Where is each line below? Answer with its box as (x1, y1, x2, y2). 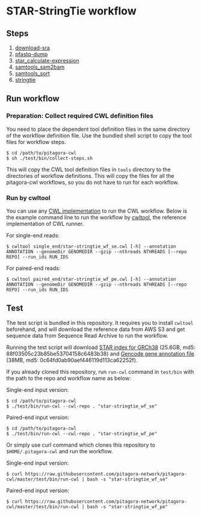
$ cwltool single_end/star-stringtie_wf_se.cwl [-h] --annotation (6, 243, 176, 250)
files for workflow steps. (6, 138, 66, 145)
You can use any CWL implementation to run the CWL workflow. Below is (6, 207, 188, 215)
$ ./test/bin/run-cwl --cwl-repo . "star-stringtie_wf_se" (6, 403, 158, 409)
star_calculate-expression (14, 57, 79, 64)
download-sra (14, 44, 50, 51)
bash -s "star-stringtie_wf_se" (87, 476, 169, 482)
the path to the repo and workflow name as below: (6, 374, 131, 382)
